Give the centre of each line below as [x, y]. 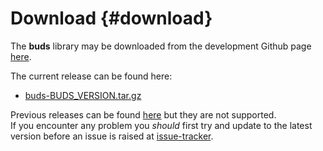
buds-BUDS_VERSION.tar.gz [83, 95]
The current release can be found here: [91, 76]
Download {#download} [111, 18]
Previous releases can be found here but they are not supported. [143, 114]
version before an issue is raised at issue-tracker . [112, 136]
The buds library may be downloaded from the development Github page [161, 46]
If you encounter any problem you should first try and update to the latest [161, 125]
